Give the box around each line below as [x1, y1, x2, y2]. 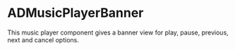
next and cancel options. [7, 35, 79, 44]
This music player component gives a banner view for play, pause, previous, [7, 28, 229, 37]
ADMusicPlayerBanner [7, 5, 144, 21]
